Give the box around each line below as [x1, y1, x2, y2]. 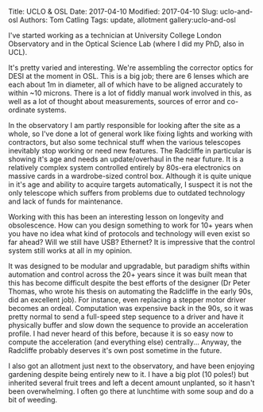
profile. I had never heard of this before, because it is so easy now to [8, 329, 234, 338]
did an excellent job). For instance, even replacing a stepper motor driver [8, 295, 246, 305]
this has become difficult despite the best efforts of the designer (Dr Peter [8, 278, 251, 287]
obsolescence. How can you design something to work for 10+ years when [8, 220, 253, 230]
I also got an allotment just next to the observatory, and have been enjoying [8, 361, 255, 371]
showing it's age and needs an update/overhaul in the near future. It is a [8, 154, 244, 164]
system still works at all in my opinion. [8, 246, 133, 255]
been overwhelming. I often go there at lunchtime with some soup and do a [8, 387, 254, 396]
